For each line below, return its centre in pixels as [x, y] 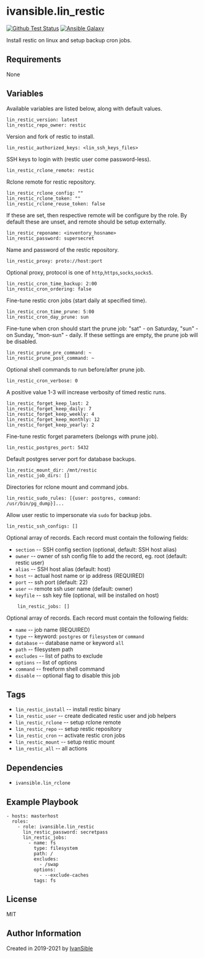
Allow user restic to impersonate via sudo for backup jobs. [79, 515]
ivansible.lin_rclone [43, 783]
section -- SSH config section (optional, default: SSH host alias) [96, 549]
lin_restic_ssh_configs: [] [42, 526]
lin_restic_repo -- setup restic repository [68, 729]
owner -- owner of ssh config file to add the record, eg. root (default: [101, 556]
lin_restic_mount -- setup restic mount [65, 742]
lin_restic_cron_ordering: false [49, 289]
